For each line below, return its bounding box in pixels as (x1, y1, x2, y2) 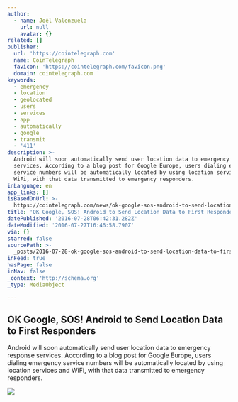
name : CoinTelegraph (13, 57, 74, 64)
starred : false (7, 235, 52, 242)
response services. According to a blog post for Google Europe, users (7, 351, 212, 359)
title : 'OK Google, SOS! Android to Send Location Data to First (7, 209, 204, 216)
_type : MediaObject (7, 281, 65, 288)
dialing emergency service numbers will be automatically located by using (7, 359, 223, 367)
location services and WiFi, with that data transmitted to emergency (7, 366, 205, 375)
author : (7, 10, 30, 18)
